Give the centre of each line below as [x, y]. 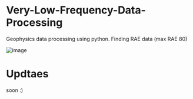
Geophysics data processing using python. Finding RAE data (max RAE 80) [97, 39]
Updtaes [27, 74]
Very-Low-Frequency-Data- [76, 10]
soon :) [15, 90]
